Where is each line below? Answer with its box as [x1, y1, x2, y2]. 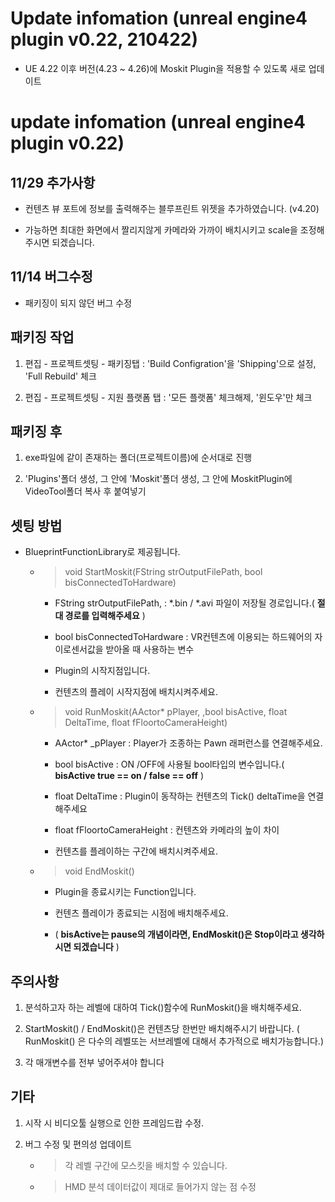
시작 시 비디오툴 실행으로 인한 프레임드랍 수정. [24, 1117, 205, 1129]
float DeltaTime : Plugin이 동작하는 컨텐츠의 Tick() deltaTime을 [54, 790, 306, 802]
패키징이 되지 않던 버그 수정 [24, 297, 133, 309]
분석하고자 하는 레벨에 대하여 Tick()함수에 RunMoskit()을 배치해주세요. [24, 1002, 302, 1013]
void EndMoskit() [64, 865, 135, 877]
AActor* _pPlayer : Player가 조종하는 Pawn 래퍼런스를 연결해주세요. [54, 737, 323, 749]
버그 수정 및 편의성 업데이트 [24, 1138, 133, 1150]
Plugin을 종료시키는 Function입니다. [54, 886, 197, 898]
